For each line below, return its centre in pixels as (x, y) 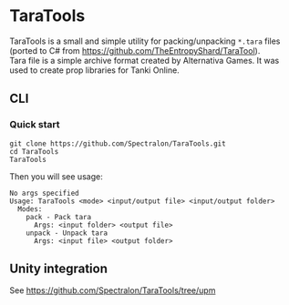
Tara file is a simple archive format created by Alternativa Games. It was (144, 60)
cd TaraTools (34, 151)
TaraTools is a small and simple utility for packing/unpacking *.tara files (145, 41)
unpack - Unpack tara (67, 233)
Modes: (30, 209)
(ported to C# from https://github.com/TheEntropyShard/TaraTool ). (135, 50)
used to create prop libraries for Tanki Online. (94, 70)
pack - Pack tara (59, 217)
